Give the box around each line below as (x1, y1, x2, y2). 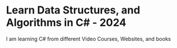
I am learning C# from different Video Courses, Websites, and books (6, 35, 171, 42)
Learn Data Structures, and (6, 4, 141, 17)
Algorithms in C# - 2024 (6, 16, 127, 29)
